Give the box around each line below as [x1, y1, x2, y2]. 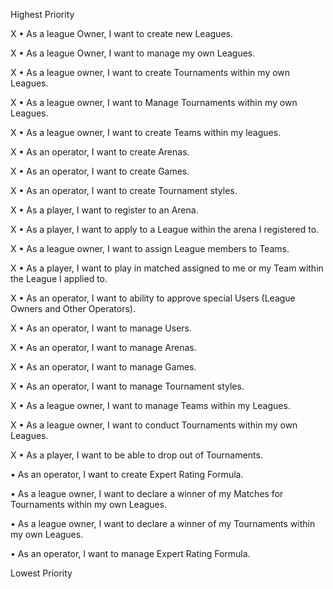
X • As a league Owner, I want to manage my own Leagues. [10, 47, 256, 59]
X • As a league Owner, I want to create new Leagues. [10, 28, 233, 39]
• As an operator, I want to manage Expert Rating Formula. [10, 548, 251, 559]
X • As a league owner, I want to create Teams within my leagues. [10, 127, 282, 138]
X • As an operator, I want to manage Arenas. [10, 342, 197, 353]
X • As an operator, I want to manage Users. [10, 322, 193, 334]
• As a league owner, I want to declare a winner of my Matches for [10, 488, 284, 499]
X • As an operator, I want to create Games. [10, 165, 190, 177]
